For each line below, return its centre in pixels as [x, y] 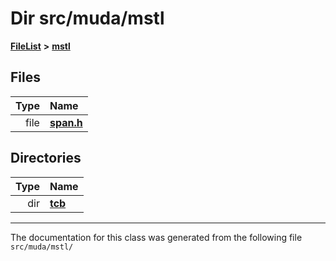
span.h [66, 122]
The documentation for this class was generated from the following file [156, 237]
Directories [46, 158]
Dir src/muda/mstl [87, 18]
